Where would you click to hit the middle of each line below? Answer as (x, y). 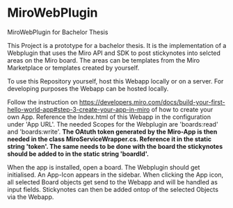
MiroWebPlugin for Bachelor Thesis (58, 32)
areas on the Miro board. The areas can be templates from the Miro (104, 60)
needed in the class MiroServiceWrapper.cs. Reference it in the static (110, 139)
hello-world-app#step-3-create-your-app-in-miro (79, 109)
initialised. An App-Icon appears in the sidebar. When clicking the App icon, (115, 175)
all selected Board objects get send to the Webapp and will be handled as (112, 182)
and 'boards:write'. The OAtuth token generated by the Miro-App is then (112, 131)
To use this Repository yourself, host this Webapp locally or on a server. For (115, 81)
